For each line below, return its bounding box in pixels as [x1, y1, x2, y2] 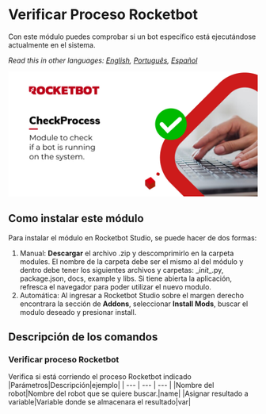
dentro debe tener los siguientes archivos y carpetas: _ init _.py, [19, 265, 224, 274]
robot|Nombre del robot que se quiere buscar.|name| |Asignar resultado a [8, 389, 249, 398]
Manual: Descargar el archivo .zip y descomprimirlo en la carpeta [19, 248, 234, 258]
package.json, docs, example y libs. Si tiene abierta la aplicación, [19, 274, 232, 283]
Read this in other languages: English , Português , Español [8, 56, 198, 65]
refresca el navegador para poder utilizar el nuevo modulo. [19, 282, 212, 291]
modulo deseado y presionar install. [19, 307, 137, 316]
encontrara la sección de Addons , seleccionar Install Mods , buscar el [19, 299, 249, 309]
